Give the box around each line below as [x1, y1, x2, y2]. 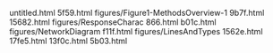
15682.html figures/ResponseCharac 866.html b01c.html [9, 17, 217, 27]
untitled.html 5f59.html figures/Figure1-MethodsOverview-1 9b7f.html [9, 8, 265, 18]
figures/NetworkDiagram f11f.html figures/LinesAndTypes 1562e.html [9, 26, 263, 36]
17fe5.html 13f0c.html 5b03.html [9, 35, 128, 46]
